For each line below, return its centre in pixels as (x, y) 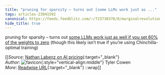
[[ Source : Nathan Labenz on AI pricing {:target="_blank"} (62, 57)
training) (30, 48)
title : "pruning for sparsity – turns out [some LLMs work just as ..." (81, 10)
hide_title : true (23, 23)
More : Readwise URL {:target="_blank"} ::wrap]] (53, 68)
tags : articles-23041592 (30, 14)
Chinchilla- (147, 43)
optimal (13, 48)
